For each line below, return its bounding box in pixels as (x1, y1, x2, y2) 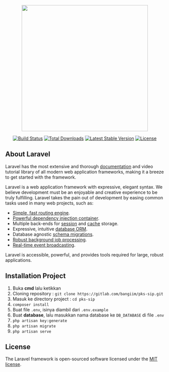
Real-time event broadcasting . (12, 242, 76, 248)
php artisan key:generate (12, 318, 67, 323)
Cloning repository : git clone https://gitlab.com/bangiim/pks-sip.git (12, 290, 163, 296)
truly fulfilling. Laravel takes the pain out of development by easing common (5, 194, 163, 200)
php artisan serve (12, 329, 51, 334)
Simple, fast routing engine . (12, 209, 70, 216)
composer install (12, 302, 49, 307)
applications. (5, 257, 32, 263)
